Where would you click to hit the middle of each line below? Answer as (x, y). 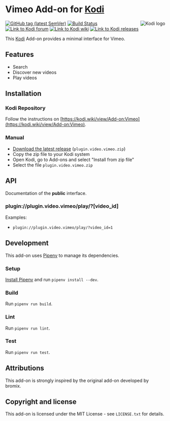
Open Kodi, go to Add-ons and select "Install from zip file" (73, 159)
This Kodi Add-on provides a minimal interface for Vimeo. (65, 39)
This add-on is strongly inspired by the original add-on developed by (77, 380)
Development (27, 243)
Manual (15, 138)
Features (20, 55)
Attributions (25, 368)
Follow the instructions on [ (34, 119)
